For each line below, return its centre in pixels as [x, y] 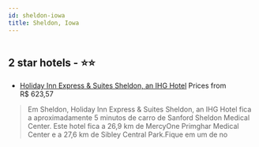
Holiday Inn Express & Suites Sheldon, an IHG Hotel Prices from [123, 86]
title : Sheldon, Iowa [44, 23]
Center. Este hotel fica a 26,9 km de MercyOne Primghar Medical [133, 126]
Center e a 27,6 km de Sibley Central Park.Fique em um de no [128, 134]
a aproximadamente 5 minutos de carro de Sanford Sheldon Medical [139, 118]
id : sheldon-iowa [37, 15]
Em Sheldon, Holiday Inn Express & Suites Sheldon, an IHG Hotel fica [139, 109]
